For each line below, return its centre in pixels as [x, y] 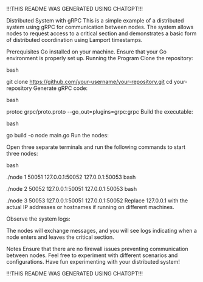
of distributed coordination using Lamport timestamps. [74, 40]
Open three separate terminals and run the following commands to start [96, 147]
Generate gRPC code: [60, 88]
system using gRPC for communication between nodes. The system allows [100, 27]
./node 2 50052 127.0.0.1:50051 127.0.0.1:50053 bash [72, 189]
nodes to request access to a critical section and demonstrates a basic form [101, 33]
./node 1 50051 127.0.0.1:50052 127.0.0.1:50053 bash [71, 177]
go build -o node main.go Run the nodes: [58, 135]
